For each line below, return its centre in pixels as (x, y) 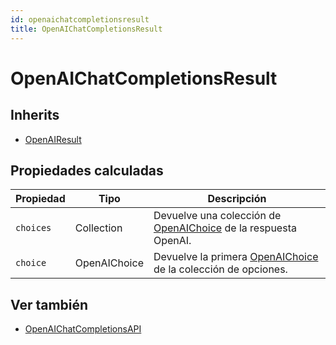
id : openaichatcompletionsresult (80, 19)
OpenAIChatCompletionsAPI (83, 329)
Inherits (35, 115)
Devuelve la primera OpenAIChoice (236, 257)
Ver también (49, 304)
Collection (98, 228)
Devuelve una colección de (217, 216)
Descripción (237, 199)
